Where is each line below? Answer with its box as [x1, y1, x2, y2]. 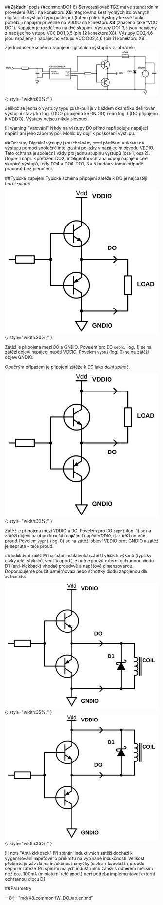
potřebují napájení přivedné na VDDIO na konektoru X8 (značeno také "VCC [5, 20, 157, 25]
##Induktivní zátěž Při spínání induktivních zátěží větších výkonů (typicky [5, 553, 152, 558]
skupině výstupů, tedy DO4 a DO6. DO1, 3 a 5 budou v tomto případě [5, 161, 144, 166]
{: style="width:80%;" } [5, 96, 52, 102]
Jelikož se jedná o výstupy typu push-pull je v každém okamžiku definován [5, 105, 156, 111]
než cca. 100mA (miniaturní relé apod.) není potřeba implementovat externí [5, 871, 155, 877]
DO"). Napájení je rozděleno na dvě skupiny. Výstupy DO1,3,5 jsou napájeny [5, 25, 157, 31]
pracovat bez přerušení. [5, 165, 53, 171]
